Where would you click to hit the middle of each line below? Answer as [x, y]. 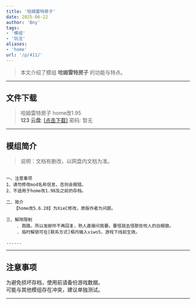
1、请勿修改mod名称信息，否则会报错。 [46, 185]
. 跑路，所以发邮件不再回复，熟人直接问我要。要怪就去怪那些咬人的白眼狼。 [95, 226]
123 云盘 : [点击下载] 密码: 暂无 [57, 120]
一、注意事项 [19, 179]
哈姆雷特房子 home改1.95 [51, 113]
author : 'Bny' [23, 22]
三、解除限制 [19, 220]
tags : [13, 28]
